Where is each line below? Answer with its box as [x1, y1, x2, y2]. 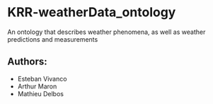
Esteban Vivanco [17, 74, 67, 83]
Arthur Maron [17, 82, 57, 91]
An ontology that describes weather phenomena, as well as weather [7, 28, 206, 36]
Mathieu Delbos [17, 89, 64, 98]
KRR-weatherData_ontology [7, 4, 176, 21]
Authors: [7, 56, 47, 68]
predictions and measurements [7, 35, 98, 43]
